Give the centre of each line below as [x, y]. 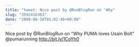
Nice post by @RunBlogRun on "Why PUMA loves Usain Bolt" [70, 34]
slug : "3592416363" [26, 15]
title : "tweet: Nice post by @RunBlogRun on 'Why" [60, 10]
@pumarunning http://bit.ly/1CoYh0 [42, 39]
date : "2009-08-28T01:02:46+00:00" [43, 19]
